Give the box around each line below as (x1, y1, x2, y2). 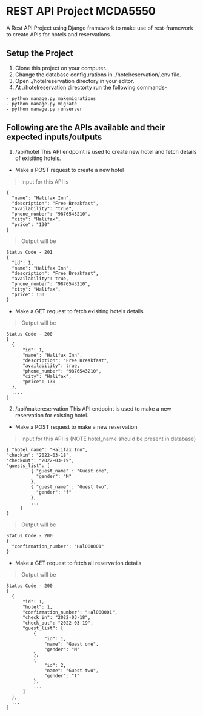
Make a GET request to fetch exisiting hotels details (15, 307, 144, 314)
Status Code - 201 (6, 249, 53, 255)
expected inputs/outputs (6, 132, 102, 142)
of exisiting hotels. (15, 154, 61, 162)
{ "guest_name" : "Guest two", (30, 483, 110, 490)
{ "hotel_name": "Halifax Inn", (6, 446, 88, 452)
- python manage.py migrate (6, 101, 78, 107)
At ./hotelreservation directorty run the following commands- (15, 84, 167, 91)
